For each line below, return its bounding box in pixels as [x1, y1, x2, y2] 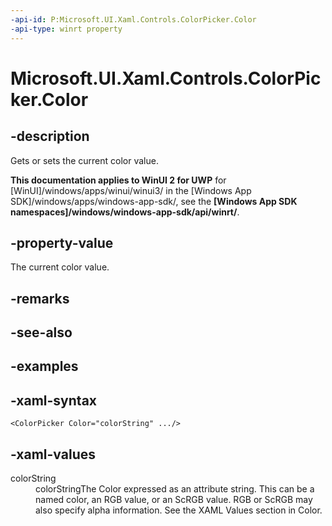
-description [10, 128, 90, 145]
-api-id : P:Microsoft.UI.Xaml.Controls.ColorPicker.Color [10, 14, 257, 25]
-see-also [10, 324, 73, 341]
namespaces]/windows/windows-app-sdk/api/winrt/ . [10, 206, 240, 218]
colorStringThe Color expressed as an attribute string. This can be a [35, 483, 315, 495]
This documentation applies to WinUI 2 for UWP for [10, 174, 227, 186]
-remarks [10, 290, 70, 307]
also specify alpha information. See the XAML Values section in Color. [35, 504, 323, 516]
